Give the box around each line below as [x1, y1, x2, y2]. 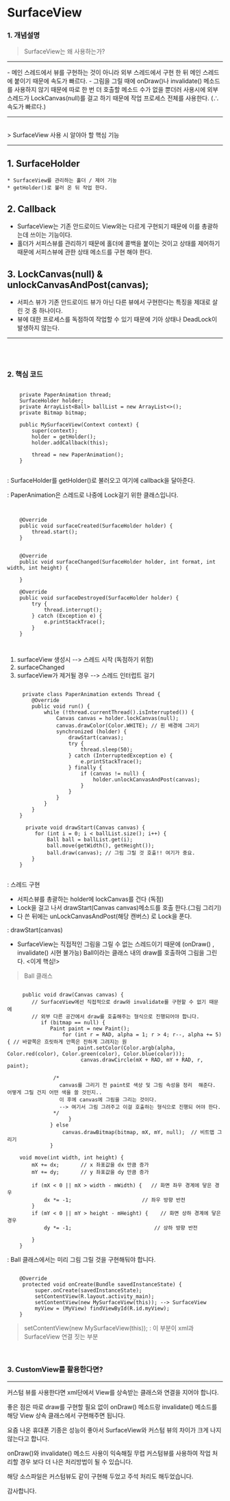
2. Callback [7, 203, 56, 215]
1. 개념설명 [7, 31, 40, 40]
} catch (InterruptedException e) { [68, 752, 173, 759]
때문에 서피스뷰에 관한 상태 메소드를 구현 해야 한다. [16, 248, 153, 256]
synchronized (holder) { [55, 728, 127, 735]
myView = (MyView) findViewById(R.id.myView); [34, 1305, 170, 1312]
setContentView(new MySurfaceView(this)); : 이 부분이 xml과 [23, 1324, 194, 1332]
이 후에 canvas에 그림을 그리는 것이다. [59, 1096, 157, 1103]
